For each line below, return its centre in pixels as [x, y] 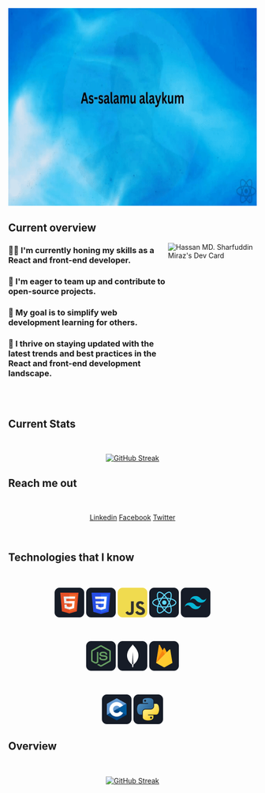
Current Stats [42, 423]
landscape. [30, 373]
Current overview [52, 228]
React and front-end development [75, 364]
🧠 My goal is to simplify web [63, 313]
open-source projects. [52, 292]
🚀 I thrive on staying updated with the [81, 344]
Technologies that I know [71, 558]
